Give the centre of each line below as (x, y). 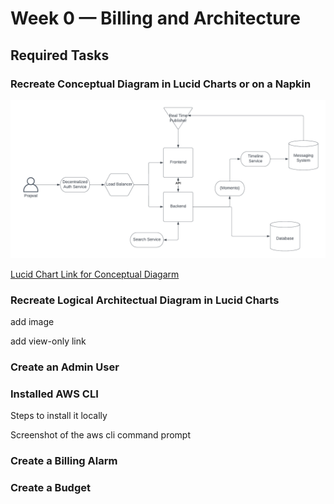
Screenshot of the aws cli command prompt (101, 435)
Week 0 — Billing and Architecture (155, 18)
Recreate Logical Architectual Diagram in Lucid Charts (145, 300)
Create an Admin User (65, 367)
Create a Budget (50, 488)
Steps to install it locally (59, 416)
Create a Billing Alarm (64, 461)
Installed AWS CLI (54, 394)
